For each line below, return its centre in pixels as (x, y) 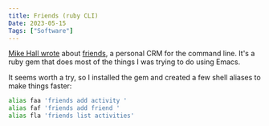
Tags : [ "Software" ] (41, 30)
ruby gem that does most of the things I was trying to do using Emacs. (124, 62)
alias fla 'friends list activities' (71, 116)
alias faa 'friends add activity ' (68, 101)
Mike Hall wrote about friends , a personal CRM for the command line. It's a (132, 54)
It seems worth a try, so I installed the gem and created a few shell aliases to (134, 78)
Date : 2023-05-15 (37, 23)
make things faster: (40, 86)
